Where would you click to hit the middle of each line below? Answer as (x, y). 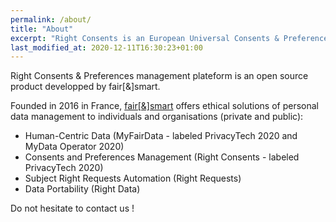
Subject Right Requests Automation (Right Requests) (133, 178)
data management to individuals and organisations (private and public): (157, 117)
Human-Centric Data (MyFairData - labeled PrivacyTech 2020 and (161, 136)
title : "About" (42, 29)
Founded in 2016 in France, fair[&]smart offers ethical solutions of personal (164, 106)
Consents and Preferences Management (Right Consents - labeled (162, 157)
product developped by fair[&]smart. (85, 87)
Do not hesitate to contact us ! (72, 208)
